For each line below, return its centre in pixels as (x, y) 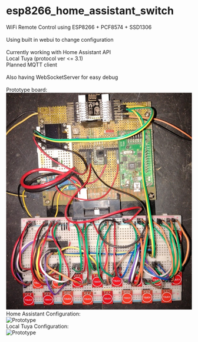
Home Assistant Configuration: (43, 314)
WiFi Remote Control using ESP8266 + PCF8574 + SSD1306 (79, 27)
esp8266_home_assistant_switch (90, 11)
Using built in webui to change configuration (60, 39)
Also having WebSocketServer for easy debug (62, 77)
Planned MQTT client (32, 64)
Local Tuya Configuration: (37, 326)
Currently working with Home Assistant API (58, 52)
